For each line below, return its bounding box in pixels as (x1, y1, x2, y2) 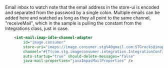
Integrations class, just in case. (5, 25, 69, 31)
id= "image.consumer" (23, 39, 66, 44)
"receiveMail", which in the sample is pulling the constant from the (5, 20, 141, 26)
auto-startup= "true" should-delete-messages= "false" (23, 53, 135, 59)
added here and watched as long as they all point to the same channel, (5, 15, 151, 20)
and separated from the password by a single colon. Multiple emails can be (5, 9, 160, 15)
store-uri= (23, 44, 46, 49)
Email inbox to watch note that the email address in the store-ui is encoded (5, 4, 159, 10)
